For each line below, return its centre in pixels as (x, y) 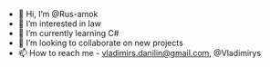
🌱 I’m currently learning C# (68, 33)
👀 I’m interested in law (60, 24)
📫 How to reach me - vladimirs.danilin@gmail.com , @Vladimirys (140, 53)
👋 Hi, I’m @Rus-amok (58, 14)
